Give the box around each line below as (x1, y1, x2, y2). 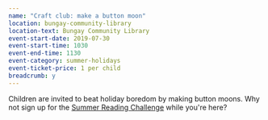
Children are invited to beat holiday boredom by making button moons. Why (8, 93, 260, 103)
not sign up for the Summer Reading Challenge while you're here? (8, 102, 228, 112)
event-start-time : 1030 (8, 42, 89, 50)
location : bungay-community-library (8, 19, 132, 27)
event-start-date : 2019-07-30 (8, 34, 111, 43)
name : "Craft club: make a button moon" (8, 11, 147, 20)
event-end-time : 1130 (8, 49, 82, 57)
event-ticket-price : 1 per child (8, 64, 121, 72)
